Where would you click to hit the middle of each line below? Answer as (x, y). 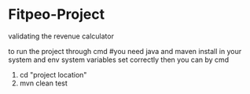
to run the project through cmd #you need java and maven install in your (125, 51)
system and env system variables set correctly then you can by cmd (119, 60)
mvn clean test (44, 83)
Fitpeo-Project (56, 14)
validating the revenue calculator (61, 36)
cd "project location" (53, 74)
